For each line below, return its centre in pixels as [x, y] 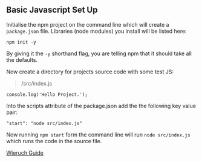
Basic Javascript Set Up [52, 10]
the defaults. [22, 59]
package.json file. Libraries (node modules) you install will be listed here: [96, 31]
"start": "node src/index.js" [44, 123]
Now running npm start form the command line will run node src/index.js [98, 134]
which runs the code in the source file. [54, 141]
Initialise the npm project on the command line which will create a [88, 24]
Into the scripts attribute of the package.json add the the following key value [101, 106]
